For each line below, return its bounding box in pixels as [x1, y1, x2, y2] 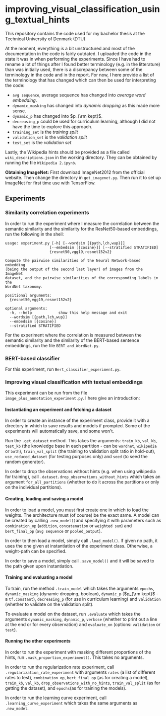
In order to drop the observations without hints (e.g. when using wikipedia [5, 469, 156, 475]
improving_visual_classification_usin [5, 3, 160, 15]
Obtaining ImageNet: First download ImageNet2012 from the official [5, 169, 145, 175]
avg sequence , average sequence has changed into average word [12, 92, 146, 98]
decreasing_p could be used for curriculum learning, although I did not [12, 118, 156, 124]
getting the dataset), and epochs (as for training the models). [5, 685, 127, 691]
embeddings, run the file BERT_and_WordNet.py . [5, 342, 100, 348]
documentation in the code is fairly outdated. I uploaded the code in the [5, 51, 152, 57]
